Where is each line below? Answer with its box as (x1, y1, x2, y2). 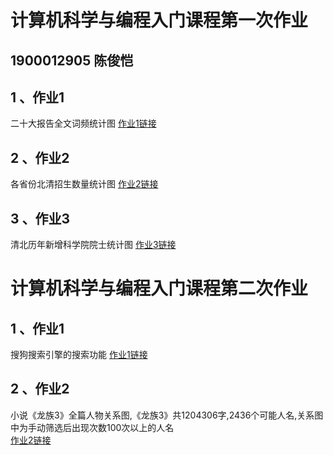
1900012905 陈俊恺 (10, 52, 134, 69)
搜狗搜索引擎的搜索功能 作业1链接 (10, 349, 148, 361)
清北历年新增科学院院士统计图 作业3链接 (10, 239, 177, 251)
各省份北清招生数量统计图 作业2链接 (10, 178, 159, 190)
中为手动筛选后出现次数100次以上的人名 (10, 421, 175, 433)
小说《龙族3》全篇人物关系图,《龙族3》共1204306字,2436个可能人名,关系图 (10, 409, 324, 421)
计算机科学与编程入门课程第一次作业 (10, 9, 309, 32)
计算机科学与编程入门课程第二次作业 (10, 277, 309, 300)
